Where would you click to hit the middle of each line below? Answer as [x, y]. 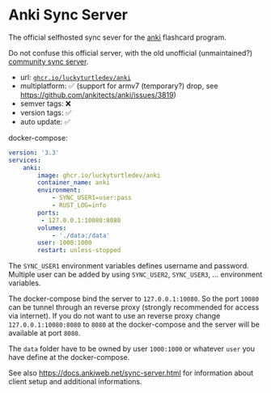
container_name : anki [74, 183]
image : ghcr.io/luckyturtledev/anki [99, 175]
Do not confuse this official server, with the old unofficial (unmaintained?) [131, 53]
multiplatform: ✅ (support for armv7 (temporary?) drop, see [119, 86]
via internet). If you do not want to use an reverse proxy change [114, 316]
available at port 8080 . [44, 333]
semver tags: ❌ [45, 104]
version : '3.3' [34, 152]
